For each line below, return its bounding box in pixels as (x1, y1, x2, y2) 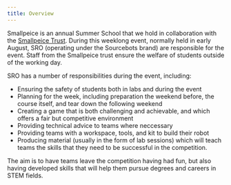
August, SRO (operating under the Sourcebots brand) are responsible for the (7, 43, 225, 52)
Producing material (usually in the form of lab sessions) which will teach (17, 135, 222, 144)
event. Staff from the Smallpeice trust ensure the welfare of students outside (7, 51, 225, 59)
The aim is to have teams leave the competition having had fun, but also (7, 156, 212, 165)
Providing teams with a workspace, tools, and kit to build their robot (17, 129, 210, 137)
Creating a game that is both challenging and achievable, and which (17, 107, 210, 115)
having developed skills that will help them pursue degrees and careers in (7, 164, 217, 172)
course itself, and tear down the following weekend (17, 99, 163, 107)
